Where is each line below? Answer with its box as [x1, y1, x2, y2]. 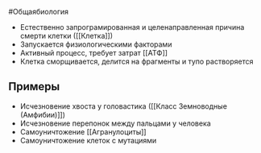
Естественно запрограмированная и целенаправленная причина [19, 23, 245, 31]
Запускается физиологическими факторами [19, 39, 172, 49]
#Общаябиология [8, 7, 69, 16]
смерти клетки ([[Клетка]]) [19, 31, 114, 40]
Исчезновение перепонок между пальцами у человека [19, 118, 211, 128]
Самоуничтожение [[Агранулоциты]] [19, 126, 147, 136]
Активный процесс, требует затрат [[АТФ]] [19, 48, 168, 57]
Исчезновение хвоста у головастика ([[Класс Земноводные [19, 101, 228, 111]
